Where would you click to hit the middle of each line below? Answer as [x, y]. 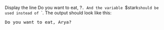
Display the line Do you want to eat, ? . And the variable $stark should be [82, 8]
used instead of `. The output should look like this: [58, 13]
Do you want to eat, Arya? [38, 22]
